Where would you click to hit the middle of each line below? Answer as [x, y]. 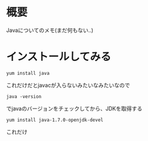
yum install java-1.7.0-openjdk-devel [55, 120]
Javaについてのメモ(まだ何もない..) [50, 30]
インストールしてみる [59, 57]
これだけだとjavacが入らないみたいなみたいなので [68, 85]
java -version [24, 96]
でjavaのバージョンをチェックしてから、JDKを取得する [74, 108]
